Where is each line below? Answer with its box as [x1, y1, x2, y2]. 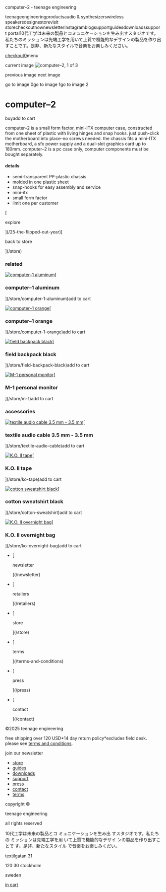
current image [5, 62, 34, 68]
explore [5, 220, 21, 225]
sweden [5, 872, 21, 878]
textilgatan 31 [5, 853, 33, 859]
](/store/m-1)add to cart [5, 395, 54, 401]
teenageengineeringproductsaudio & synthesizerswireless [5, 14, 124, 19]
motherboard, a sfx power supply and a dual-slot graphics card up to [5, 141, 146, 147]
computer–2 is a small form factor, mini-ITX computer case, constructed [5, 125, 153, 131]
